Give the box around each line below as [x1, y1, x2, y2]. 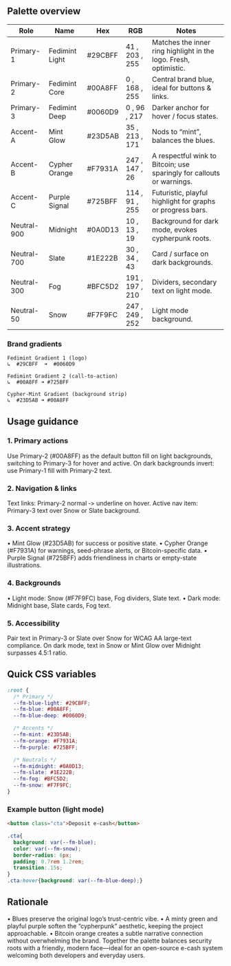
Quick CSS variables [7, 668, 96, 680]
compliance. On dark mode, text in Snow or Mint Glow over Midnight [7, 641, 201, 649]
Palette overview [7, 6, 81, 17]
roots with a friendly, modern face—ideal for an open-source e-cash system [7, 943, 223, 952]
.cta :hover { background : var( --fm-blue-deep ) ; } [7, 877, 143, 884]
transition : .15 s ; [13, 864, 63, 872]
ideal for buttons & [152, 83, 212, 92]
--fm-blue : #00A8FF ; [13, 706, 72, 713]
